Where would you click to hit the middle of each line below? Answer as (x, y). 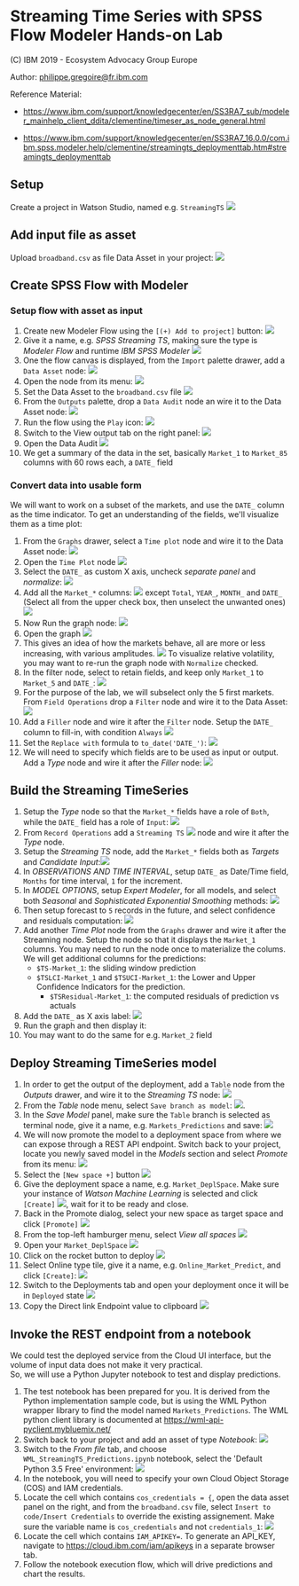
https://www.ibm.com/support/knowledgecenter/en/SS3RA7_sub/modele (156, 111)
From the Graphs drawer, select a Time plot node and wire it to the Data (153, 541)
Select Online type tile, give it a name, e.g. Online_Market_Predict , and (152, 1265)
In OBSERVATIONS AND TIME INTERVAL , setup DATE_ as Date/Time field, (156, 872)
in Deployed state (54, 1296)
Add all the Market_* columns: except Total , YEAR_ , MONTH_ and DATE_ (153, 593)
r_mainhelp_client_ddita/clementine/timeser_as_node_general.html (144, 121)
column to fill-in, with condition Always (93, 732)
